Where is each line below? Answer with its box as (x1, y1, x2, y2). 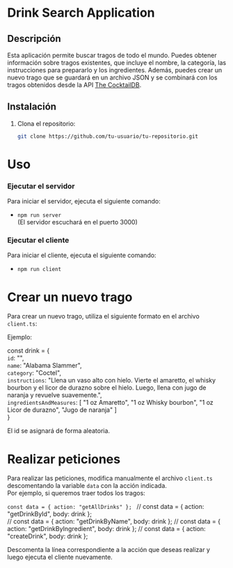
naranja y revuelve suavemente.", (7, 391, 102, 399)
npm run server (17, 212, 62, 219)
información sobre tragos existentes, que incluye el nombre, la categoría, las (7, 59, 227, 67)
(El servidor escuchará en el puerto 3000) (17, 218, 138, 227)
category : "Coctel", (7, 369, 61, 377)
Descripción (7, 33, 61, 45)
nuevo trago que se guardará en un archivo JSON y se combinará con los (7, 73, 218, 82)
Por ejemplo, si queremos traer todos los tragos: (7, 489, 146, 498)
